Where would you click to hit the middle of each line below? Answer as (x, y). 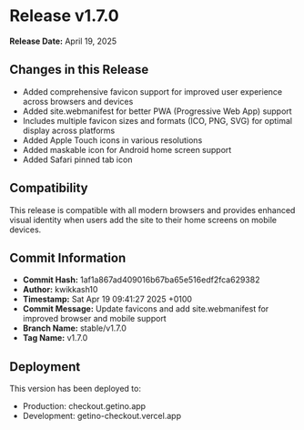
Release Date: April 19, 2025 (63, 41)
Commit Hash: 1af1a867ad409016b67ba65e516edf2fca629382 (141, 280)
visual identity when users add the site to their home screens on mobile (143, 220)
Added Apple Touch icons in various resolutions (112, 140)
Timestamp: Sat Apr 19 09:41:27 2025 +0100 (107, 299)
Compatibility (49, 188)
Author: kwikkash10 (60, 290)
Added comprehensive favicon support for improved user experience (152, 91)
